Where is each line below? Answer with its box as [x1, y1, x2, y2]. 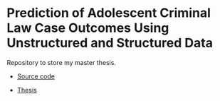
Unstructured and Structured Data [6, 35, 213, 51]
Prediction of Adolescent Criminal [6, 5, 211, 21]
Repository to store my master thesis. [6, 58, 117, 66]
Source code [16, 72, 55, 81]
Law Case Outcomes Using [6, 20, 169, 36]
